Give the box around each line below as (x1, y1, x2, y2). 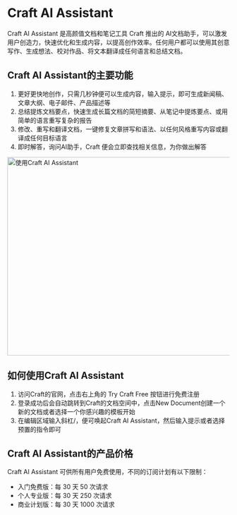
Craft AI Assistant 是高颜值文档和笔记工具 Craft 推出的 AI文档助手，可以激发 (7, 29, 228, 37)
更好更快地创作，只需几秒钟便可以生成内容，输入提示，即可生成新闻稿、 (17, 90, 228, 98)
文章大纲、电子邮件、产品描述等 (17, 98, 111, 107)
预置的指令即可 (17, 425, 61, 433)
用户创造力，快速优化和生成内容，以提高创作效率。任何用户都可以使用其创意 (7, 37, 230, 47)
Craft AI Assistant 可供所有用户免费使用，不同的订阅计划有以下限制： (7, 468, 208, 476)
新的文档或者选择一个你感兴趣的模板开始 (17, 407, 135, 416)
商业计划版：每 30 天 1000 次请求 (17, 500, 115, 509)
